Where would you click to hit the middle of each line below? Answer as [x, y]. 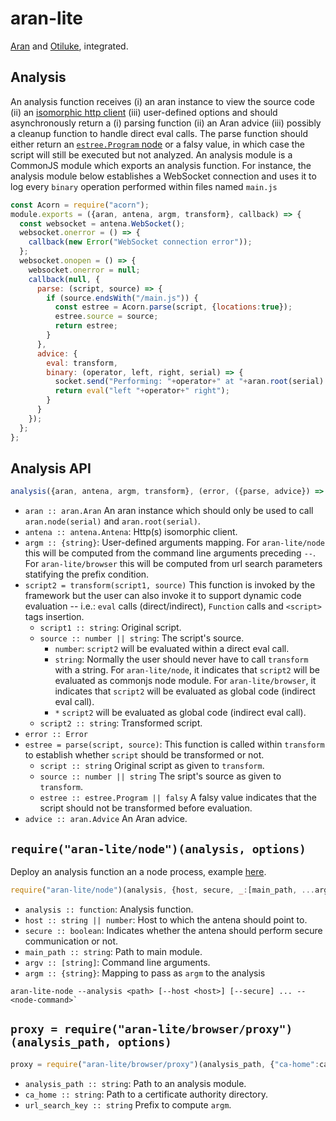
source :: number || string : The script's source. [142, 638]
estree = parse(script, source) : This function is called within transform [174, 744]
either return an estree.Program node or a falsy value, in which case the [157, 144]
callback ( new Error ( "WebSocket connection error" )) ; [140, 242]
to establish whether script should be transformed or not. [144, 755]
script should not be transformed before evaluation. [146, 808]
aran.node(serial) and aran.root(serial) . [112, 521]
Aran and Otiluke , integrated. [69, 46]
